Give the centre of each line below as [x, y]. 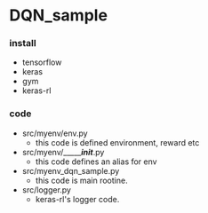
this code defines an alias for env [96, 162]
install [23, 43]
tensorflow [42, 62]
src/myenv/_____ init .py [63, 152]
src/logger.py [46, 189]
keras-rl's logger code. [77, 199]
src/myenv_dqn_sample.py [71, 170]
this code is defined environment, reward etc [117, 142]
